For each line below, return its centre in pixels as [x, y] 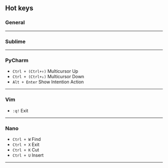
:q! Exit [20, 110]
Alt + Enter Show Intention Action [48, 82]
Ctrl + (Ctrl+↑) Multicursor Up [45, 71]
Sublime [15, 41]
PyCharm [17, 60]
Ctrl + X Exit [26, 144]
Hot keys [19, 8]
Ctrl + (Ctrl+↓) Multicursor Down [48, 77]
